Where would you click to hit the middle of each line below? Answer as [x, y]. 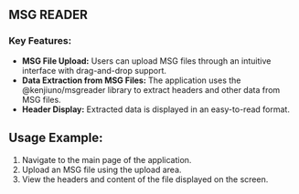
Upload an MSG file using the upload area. [101, 169]
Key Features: [40, 41]
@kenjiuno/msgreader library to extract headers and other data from [151, 89]
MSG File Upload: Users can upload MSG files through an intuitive [146, 61]
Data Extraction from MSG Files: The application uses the [131, 80]
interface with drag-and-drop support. [94, 70]
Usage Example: [56, 138]
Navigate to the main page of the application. [107, 159]
